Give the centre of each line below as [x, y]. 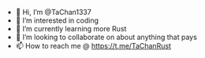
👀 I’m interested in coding [57, 20]
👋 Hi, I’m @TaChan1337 [54, 12]
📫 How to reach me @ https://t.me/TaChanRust [93, 46]
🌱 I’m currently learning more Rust [71, 29]
